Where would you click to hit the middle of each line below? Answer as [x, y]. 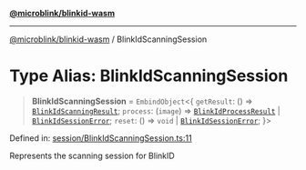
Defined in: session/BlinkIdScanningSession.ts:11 [101, 138]
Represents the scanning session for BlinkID [92, 155]
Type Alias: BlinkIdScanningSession [149, 76]
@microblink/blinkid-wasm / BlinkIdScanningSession [108, 39]
